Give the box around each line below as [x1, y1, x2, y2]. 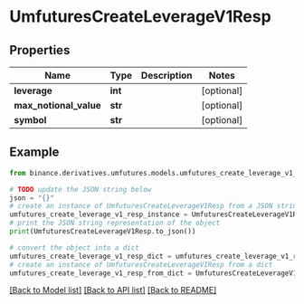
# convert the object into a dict [9, 242, 140, 252]
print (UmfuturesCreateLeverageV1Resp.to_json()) [9, 227, 196, 236]
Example [9, 145, 60, 160]
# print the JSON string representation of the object [9, 219, 221, 228]
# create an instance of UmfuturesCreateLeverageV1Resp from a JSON [9, 202, 273, 211]
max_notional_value [14, 100, 101, 111]
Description [140, 70, 193, 81]
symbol [14, 114, 47, 126]
